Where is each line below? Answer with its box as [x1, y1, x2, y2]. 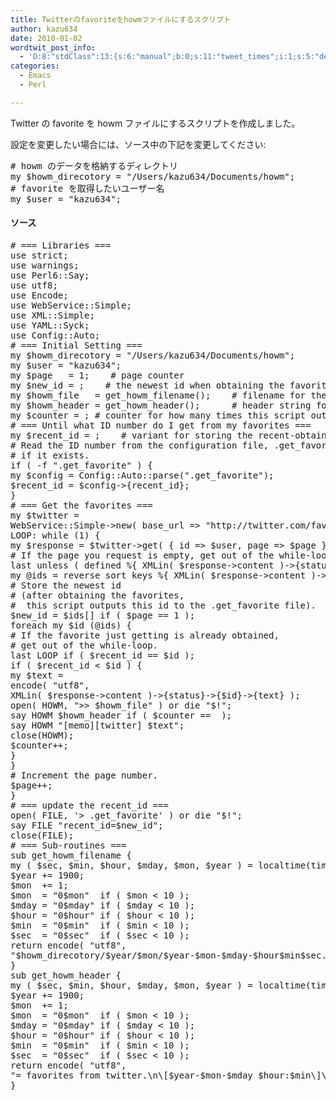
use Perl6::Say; [10, 269, 90, 281]
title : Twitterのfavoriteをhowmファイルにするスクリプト [10, 14, 232, 25]
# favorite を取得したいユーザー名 [10, 182, 165, 194]
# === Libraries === [10, 239, 112, 251]
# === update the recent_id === [10, 799, 169, 811]
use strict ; [10, 249, 69, 261]
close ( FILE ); [10, 829, 75, 841]
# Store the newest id [10, 579, 122, 591]
